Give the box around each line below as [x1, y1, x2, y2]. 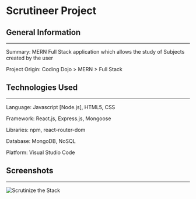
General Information [6, 27, 81, 37]
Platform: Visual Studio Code [6, 149, 75, 156]
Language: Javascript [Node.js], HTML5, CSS [6, 103, 116, 110]
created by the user [6, 54, 54, 61]
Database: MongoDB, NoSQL [6, 137, 76, 144]
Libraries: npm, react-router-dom [6, 126, 86, 133]
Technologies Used [6, 83, 78, 93]
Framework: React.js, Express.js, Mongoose [6, 115, 111, 122]
